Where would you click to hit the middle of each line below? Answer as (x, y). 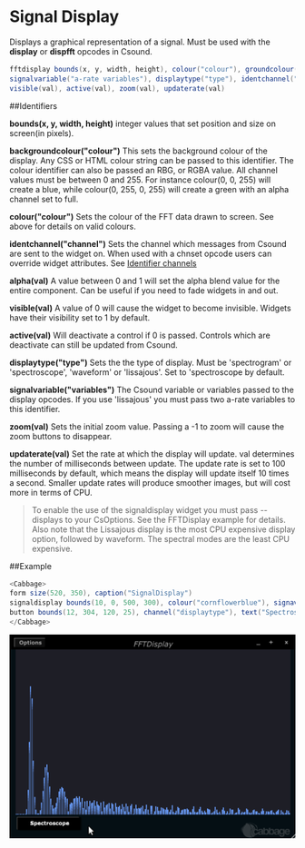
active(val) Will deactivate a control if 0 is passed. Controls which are (140, 335)
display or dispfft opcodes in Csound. (81, 51)
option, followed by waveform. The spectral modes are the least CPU (161, 538)
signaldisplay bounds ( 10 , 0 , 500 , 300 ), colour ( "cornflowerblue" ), (140, 603)
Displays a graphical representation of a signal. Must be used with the (140, 42)
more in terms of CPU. (51, 492)
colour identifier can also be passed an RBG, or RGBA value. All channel (144, 170)
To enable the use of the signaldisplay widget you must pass (145, 509)
